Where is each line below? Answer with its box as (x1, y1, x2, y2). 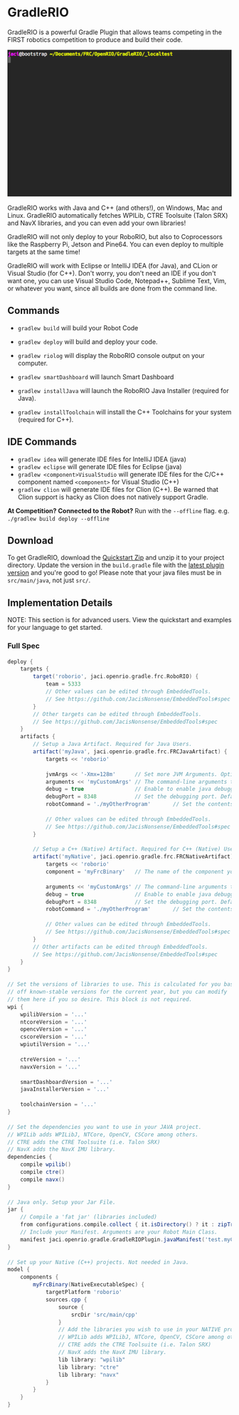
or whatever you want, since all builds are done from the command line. (7, 284, 218, 293)
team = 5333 (45, 680, 81, 688)
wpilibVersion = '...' (20, 1011, 87, 1018)
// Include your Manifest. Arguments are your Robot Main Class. (20, 1229, 218, 1236)
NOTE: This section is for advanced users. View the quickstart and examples (7, 616, 232, 624)
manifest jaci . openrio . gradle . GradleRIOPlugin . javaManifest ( (20, 1236, 205, 1243)
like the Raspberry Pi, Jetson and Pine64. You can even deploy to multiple (7, 240, 224, 248)
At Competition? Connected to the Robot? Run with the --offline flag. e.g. (7, 506, 230, 515)
